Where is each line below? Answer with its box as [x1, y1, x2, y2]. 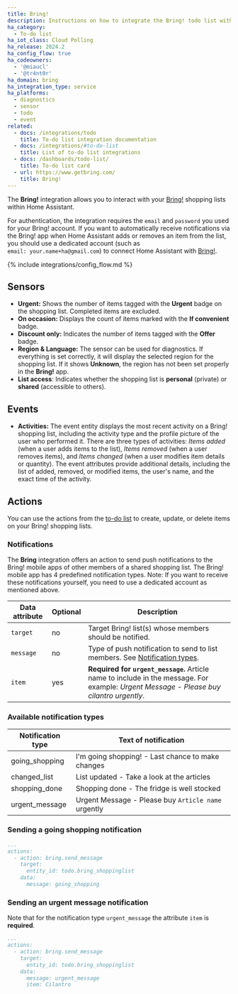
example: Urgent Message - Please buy [88, 682, 221, 692]
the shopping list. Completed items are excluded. [17, 307, 161, 316]
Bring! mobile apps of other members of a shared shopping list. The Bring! [7, 563, 225, 572]
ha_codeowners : [7, 57, 52, 64]
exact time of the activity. [17, 475, 92, 484]
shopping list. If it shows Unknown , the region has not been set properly [17, 360, 229, 368]
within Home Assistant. [7, 202, 75, 211]
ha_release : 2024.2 [7, 43, 65, 50]
